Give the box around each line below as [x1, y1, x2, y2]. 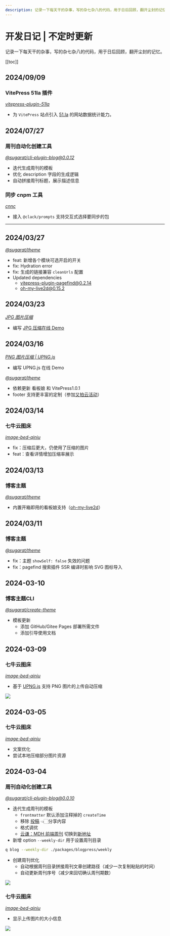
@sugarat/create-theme [5, 607, 56, 613]
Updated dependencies [12, 275, 62, 281]
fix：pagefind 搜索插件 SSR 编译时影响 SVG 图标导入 [12, 564, 123, 570]
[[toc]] [5, 59, 19, 65]
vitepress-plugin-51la [5, 101, 50, 107]
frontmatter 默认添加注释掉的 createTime [20, 812, 106, 818]
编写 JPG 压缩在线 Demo [12, 325, 64, 331]
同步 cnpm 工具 [5, 191, 43, 198]
